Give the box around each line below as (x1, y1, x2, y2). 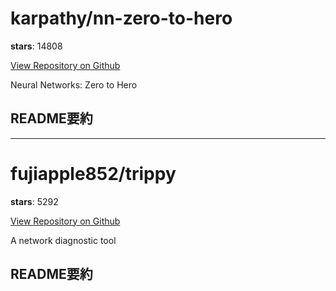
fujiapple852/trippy (10, 162, 177, 185)
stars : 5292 (10, 195, 59, 207)
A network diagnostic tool (10, 234, 117, 246)
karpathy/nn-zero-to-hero (10, 7, 233, 30)
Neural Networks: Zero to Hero (10, 78, 138, 91)
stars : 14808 (10, 40, 63, 52)
